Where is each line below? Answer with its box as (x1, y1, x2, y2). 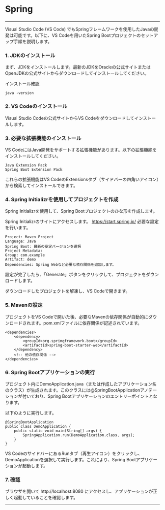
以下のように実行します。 (5, 410, 56, 415)
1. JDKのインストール (5, 52, 55, 59)
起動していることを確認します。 (13, 495, 78, 501)
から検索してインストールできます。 (5, 183, 78, 188)
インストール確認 (5, 81, 40, 87)
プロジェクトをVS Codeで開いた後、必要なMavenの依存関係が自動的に (5, 314, 149, 319)
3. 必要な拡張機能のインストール (5, 134, 82, 141)
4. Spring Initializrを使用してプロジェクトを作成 (5, 196, 119, 203)
